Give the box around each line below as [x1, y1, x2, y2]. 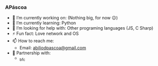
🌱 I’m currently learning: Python [12, 20, 76, 26]
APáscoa [5, 4, 27, 11]
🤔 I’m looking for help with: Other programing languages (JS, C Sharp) [12, 25, 154, 31]
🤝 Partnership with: [12, 50, 51, 56]
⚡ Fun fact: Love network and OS [12, 31, 79, 36]
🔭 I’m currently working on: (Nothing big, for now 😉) [12, 15, 118, 21]
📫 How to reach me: [12, 38, 54, 44]
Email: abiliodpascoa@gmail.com [19, 45, 87, 51]
